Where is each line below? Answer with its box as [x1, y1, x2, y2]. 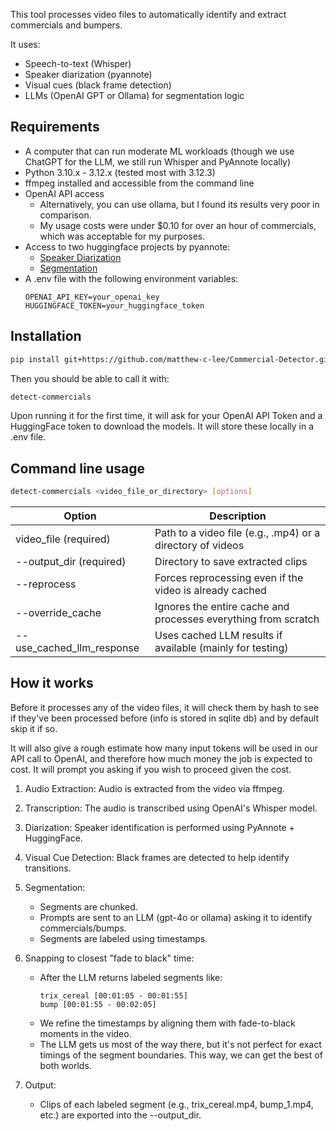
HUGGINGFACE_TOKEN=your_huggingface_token [24, 300, 205, 311]
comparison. [39, 209, 92, 221]
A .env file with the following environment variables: [24, 272, 239, 284]
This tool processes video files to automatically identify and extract [10, 9, 287, 20]
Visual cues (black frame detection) [24, 79, 172, 91]
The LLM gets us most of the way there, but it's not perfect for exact [39, 1038, 322, 1050]
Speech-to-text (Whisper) [24, 58, 132, 69]
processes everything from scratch [154, 612, 320, 626]
